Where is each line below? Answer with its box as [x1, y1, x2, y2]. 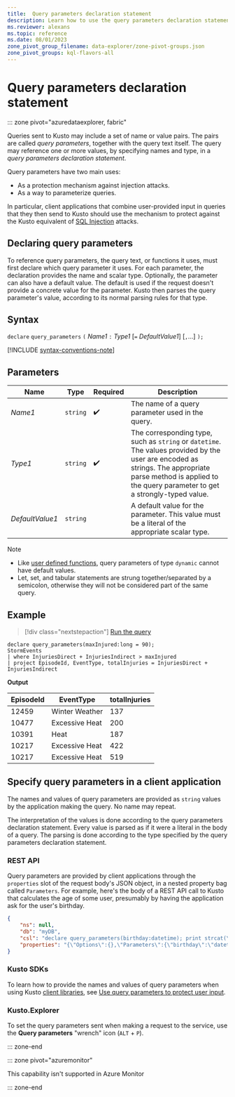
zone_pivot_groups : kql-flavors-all [7, 50, 114, 57]
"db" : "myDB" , [20, 928, 61, 935]
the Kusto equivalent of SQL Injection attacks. [7, 217, 139, 225]
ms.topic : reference [7, 29, 68, 37]
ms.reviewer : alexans [7, 23, 71, 30]
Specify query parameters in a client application [7, 776, 222, 788]
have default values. [17, 566, 76, 574]
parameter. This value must [130, 510, 221, 520]
